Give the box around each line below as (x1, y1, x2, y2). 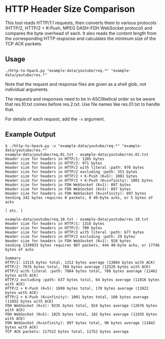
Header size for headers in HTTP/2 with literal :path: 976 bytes (5, 165, 144, 170)
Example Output (5, 130, 56, 139)
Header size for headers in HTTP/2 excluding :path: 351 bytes (5, 169, 138, 174)
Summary (5, 256, 21, 261)
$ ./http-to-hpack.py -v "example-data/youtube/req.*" (5, 143, 120, 149)
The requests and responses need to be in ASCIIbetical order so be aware (5, 96, 155, 102)
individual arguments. (5, 86, 49, 92)
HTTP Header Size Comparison (5, 3, 135, 15)
